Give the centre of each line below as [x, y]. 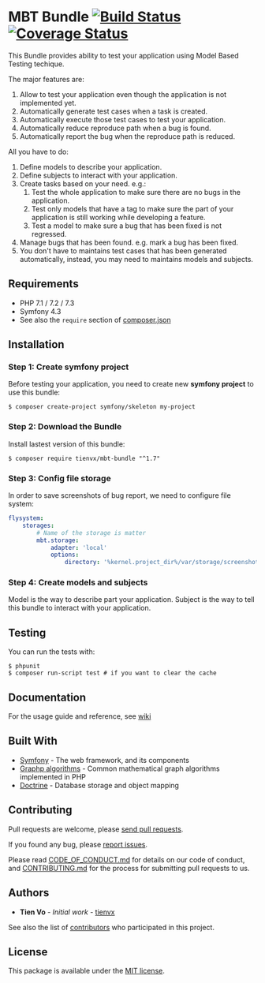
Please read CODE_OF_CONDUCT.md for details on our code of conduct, [127, 859]
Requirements [43, 284]
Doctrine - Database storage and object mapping [99, 785]
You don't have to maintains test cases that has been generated [123, 250]
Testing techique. [36, 64]
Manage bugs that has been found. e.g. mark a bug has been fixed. [129, 242]
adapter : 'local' [79, 548]
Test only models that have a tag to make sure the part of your [132, 208]
